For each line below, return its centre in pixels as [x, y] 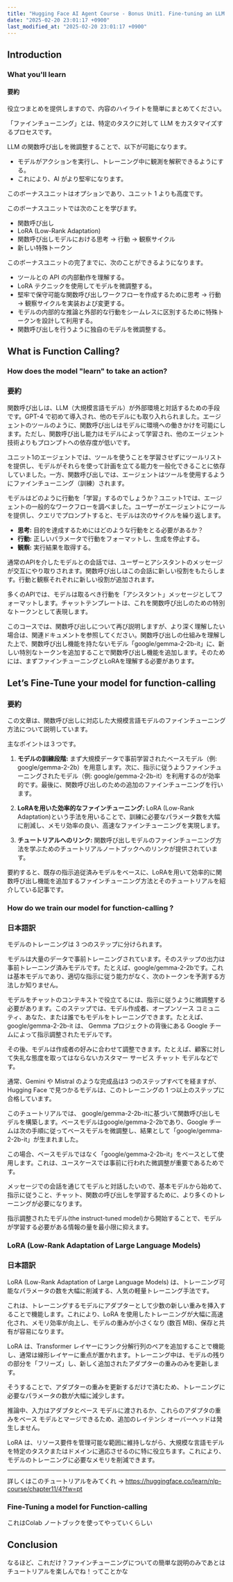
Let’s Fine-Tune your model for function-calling [112, 683]
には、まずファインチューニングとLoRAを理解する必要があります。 [103, 661]
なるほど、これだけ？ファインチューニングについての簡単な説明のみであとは [116, 1563]
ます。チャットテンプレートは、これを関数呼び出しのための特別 [134, 603]
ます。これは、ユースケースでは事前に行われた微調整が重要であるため [119, 1163]
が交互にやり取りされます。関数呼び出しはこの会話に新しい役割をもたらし [113, 570]
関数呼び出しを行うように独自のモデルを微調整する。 [93, 329]
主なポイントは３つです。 [43, 744]
